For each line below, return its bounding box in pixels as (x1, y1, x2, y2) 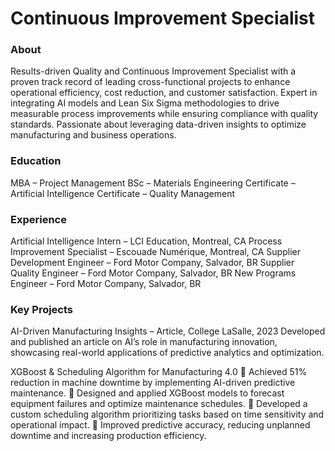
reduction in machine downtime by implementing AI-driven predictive (10, 377, 296, 389)
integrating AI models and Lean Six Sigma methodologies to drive (10, 97, 280, 109)
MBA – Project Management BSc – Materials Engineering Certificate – (10, 177, 296, 189)
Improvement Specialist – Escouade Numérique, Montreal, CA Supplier (10, 246, 301, 258)
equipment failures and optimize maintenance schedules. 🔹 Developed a (10, 398, 308, 410)
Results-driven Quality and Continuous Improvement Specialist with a (10, 65, 297, 77)
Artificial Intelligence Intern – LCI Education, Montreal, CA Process (10, 235, 283, 247)
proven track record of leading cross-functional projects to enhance (10, 76, 291, 88)
